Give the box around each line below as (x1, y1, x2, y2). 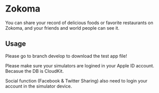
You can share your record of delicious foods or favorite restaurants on (5, 20, 153, 26)
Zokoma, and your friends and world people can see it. (5, 25, 120, 31)
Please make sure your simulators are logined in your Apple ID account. (5, 62, 154, 68)
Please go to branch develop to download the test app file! (5, 53, 128, 59)
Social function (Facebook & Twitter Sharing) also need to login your (5, 77, 148, 83)
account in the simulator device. (5, 83, 72, 89)
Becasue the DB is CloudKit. (5, 68, 64, 74)
